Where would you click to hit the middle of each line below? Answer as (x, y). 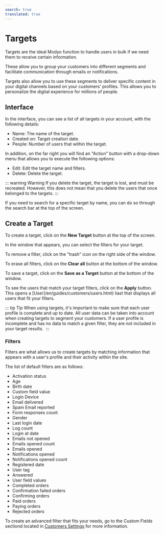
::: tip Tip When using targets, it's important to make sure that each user (78, 308)
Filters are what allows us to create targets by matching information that (78, 352)
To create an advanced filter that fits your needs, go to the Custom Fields (79, 521)
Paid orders (24, 501)
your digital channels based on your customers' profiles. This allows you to (81, 87)
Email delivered (28, 402)
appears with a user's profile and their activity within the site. (67, 357)
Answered (23, 475)
